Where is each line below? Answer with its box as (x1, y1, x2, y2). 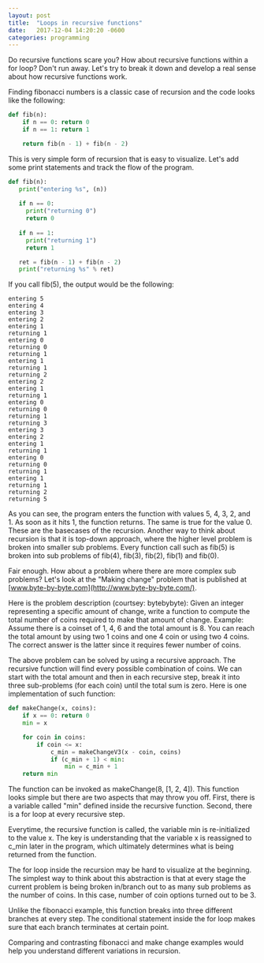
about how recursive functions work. (8, 72, 128, 81)
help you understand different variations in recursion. (8, 946, 181, 956)
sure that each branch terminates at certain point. (8, 923, 169, 932)
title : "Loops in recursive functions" (8, 19, 143, 27)
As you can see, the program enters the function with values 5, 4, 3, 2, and (8, 509, 251, 519)
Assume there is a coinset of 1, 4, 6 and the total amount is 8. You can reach (8, 624, 255, 633)
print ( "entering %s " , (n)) (18, 185, 108, 193)
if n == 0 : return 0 (22, 118, 90, 126)
